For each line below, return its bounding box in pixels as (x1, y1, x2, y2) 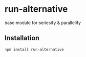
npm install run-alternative (4, 47, 64, 52)
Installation (4, 34, 40, 42)
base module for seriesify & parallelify (4, 20, 81, 26)
